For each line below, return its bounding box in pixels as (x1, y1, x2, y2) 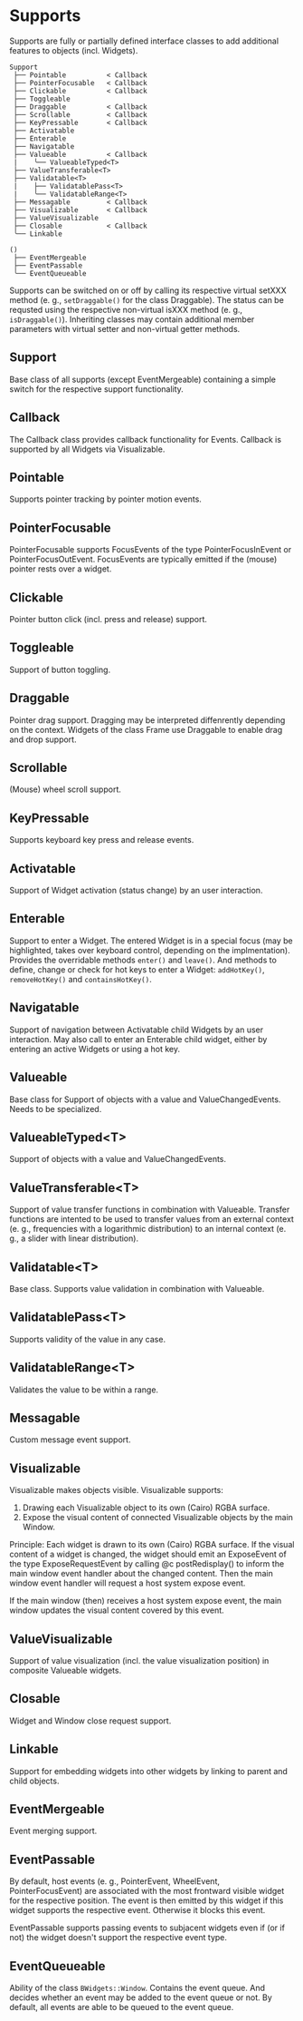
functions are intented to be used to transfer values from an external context (9, 1214, 294, 1225)
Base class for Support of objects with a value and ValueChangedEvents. (9, 1094, 281, 1105)
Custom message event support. (9, 1434, 131, 1445)
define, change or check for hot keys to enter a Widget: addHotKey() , (9, 963, 265, 975)
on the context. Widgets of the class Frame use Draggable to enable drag (9, 724, 283, 735)
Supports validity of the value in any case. (9, 1333, 166, 1344)
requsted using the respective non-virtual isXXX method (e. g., (9, 304, 242, 315)
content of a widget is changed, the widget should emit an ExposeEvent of (9, 1548, 287, 1560)
